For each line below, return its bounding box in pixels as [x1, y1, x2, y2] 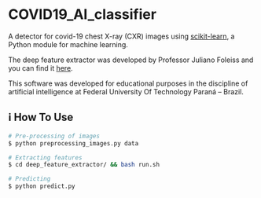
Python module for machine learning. [8, 39, 128, 49]
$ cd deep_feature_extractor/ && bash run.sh [8, 161, 160, 169]
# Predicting [8, 175, 51, 183]
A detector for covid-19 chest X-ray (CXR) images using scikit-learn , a [8, 31, 235, 41]
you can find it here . [8, 63, 73, 72]
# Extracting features [8, 153, 83, 162]
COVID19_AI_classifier [8, 5, 157, 24]
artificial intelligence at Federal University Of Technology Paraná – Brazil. [8, 86, 244, 96]
